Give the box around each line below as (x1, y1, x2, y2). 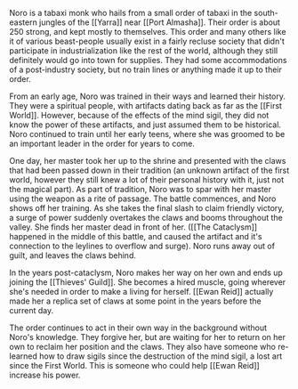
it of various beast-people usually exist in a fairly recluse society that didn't (9, 36, 285, 46)
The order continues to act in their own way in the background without (9, 322, 268, 333)
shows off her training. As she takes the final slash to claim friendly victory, (9, 203, 285, 213)
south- (254, 8, 278, 18)
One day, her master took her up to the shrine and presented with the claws (9, 156, 286, 166)
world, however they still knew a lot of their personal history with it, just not (9, 174, 285, 185)
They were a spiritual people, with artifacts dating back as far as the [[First (9, 101, 283, 110)
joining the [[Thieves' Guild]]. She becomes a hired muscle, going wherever (9, 277, 286, 288)
